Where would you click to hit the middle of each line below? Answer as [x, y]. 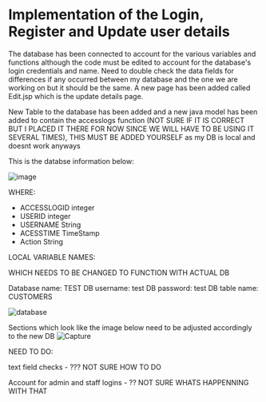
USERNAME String [50, 225]
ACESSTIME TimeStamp [60, 233]
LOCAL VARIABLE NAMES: [52, 257]
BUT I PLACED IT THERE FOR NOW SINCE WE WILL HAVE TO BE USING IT [131, 129]
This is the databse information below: [71, 161]
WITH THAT [28, 391]
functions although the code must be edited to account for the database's [130, 62]
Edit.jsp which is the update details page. [76, 96]
